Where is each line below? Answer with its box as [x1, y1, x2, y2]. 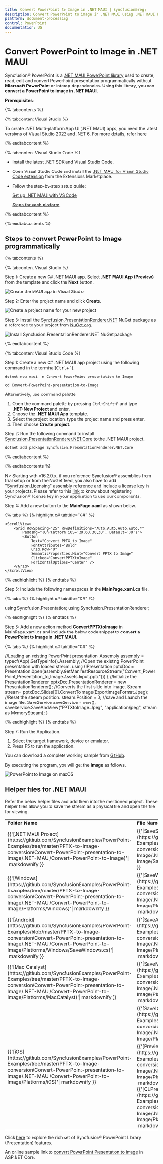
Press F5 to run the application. [12, 743, 75, 749]
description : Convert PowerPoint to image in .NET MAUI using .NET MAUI [5, 12, 155, 17]
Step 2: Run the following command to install [5, 430, 95, 436]
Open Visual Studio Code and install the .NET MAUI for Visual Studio [12, 169, 149, 174]
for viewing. [5, 808, 29, 814]
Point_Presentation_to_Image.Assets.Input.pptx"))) [5, 673, 106, 679]
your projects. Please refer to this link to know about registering [5, 488, 132, 494]
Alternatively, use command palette [5, 391, 76, 397]
